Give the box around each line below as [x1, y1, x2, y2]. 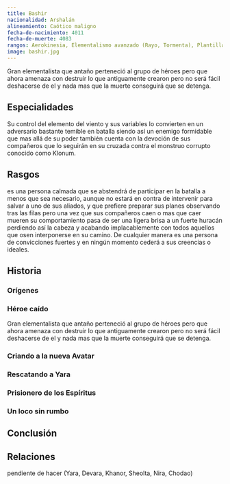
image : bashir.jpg [7, 49, 60, 56]
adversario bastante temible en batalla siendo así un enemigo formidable [7, 127, 212, 135]
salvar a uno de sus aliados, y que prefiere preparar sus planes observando [7, 202, 220, 210]
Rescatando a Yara [7, 370, 71, 379]
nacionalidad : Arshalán [7, 16, 75, 23]
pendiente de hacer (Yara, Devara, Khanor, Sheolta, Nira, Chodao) [7, 469, 193, 477]
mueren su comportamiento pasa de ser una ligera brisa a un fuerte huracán [7, 216, 222, 224]
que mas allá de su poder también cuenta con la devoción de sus [7, 134, 191, 143]
